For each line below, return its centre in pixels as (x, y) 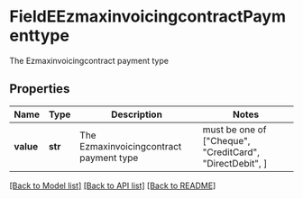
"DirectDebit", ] (235, 163)
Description (137, 114)
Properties (40, 89)
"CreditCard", (231, 152)
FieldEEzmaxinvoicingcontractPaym (148, 17)
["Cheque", (226, 140)
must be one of (234, 130)
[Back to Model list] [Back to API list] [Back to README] (113, 185)
